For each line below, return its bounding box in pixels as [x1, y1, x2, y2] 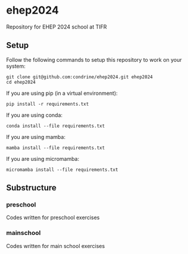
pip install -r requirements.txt [6, 101, 89, 107]
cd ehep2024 [6, 79, 36, 85]
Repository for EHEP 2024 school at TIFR [6, 23, 107, 30]
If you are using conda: [6, 111, 63, 119]
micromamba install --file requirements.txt [6, 167, 118, 173]
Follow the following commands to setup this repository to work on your [6, 56, 183, 63]
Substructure [6, 183, 57, 193]
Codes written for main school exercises [6, 242, 105, 249]
